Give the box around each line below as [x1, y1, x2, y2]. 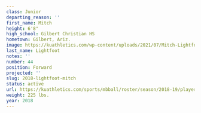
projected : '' [6, 70, 42, 76]
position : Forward [6, 64, 52, 71]
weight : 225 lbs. [6, 92, 50, 98]
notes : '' [6, 53, 31, 59]
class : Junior [6, 8, 42, 15]
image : [6, 42, 23, 48]
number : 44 [6, 59, 33, 65]
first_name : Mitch [6, 20, 52, 26]
